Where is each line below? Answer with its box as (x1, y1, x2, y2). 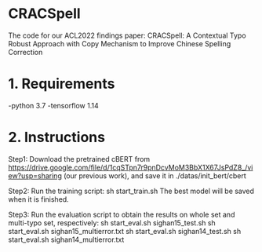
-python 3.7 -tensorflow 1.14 (8, 100, 100, 110)
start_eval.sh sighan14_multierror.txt (8, 235, 125, 244)
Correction (8, 47, 43, 57)
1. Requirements (8, 75, 115, 93)
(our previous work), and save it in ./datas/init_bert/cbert (64, 170, 247, 181)
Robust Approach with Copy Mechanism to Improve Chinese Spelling (8, 38, 231, 48)
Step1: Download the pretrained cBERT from (8, 154, 151, 163)
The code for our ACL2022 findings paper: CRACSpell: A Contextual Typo (8, 31, 246, 40)
